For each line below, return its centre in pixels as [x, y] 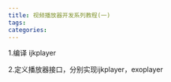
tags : [17, 23]
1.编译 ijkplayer [32, 53]
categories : [28, 30]
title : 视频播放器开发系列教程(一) [59, 15]
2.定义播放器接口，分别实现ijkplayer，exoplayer [85, 70]
